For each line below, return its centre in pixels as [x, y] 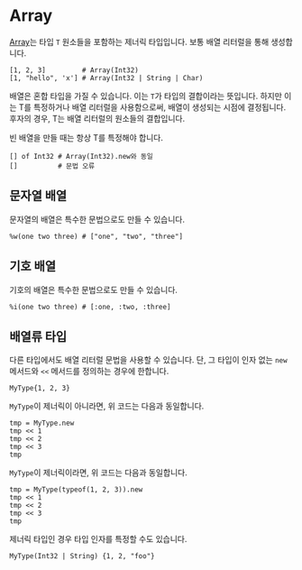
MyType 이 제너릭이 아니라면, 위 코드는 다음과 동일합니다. [107, 406]
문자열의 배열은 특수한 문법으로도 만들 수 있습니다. [97, 219]
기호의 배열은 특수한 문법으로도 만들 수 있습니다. [94, 290]
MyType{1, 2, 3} [40, 389]
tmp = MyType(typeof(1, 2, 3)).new [76, 490]
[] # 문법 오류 [52, 166]
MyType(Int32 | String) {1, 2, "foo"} [82, 556]
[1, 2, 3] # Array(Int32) [74, 70]
